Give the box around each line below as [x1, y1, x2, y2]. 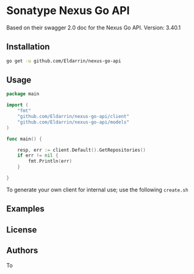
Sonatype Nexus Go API [6, 4, 130, 18]
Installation [6, 42, 50, 52]
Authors [6, 245, 38, 256]
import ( [6, 102, 29, 108]
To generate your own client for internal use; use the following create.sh [6, 186, 189, 193]
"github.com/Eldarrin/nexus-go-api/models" [17, 119, 130, 125]
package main [6, 91, 40, 97]
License [6, 224, 37, 235]
